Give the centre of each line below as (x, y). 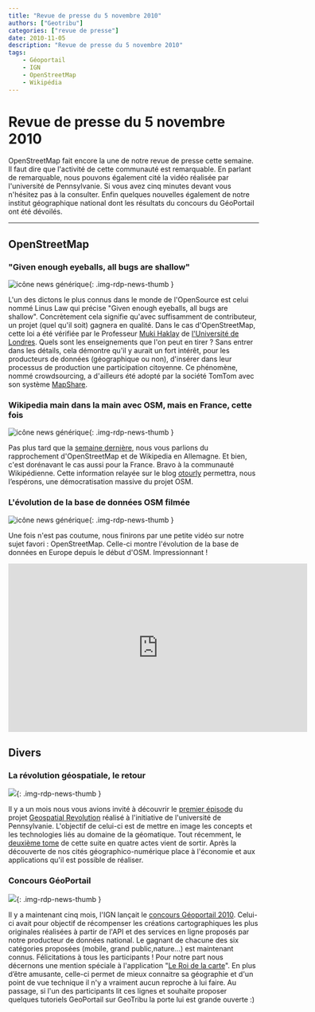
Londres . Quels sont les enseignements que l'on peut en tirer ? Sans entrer (131, 342)
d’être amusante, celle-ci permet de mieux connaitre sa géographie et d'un (131, 974)
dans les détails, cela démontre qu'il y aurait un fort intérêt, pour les (119, 351)
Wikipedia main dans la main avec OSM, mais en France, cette (130, 405)
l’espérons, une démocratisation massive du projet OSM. (101, 482)
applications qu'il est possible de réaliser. (76, 860)
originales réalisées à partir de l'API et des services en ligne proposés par (129, 931)
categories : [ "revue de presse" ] (64, 30)
